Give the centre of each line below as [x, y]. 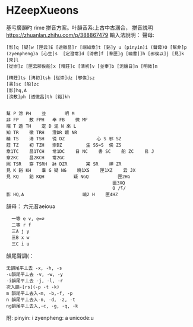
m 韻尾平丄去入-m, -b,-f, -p [39, 293]
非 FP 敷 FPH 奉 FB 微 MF [47, 120]
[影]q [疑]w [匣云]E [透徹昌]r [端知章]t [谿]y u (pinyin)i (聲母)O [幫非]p [96, 47]
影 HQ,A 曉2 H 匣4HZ [62, 194]
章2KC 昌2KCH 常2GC [36, 158]
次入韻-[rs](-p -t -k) [33, 287]
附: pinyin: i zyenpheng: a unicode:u [50, 317]
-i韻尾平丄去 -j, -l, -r [35, 281]
